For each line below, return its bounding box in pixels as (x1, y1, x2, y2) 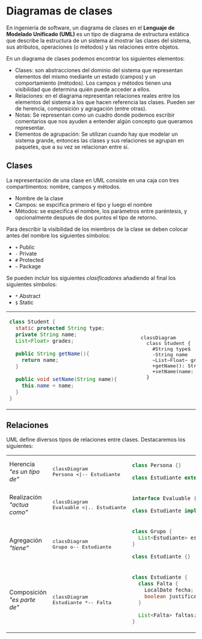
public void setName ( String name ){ (15, 376, 117, 382)
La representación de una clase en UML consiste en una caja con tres (6, 176, 179, 184)
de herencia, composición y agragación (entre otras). (14, 105, 147, 112)
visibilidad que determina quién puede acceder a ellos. (14, 85, 151, 93)
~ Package (14, 263, 41, 270)
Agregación (9, 536, 42, 545)
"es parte (9, 595, 36, 604)
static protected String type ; (15, 325, 105, 331)
